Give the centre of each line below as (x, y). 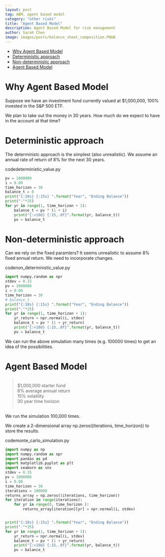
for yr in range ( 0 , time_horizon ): (52, 505)
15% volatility (31, 396)
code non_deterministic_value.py (38, 268)
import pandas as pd (26, 459)
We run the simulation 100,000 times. (43, 416)
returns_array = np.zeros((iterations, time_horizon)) (63, 495)
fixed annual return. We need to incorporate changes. (60, 258)
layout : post (18, 10)
